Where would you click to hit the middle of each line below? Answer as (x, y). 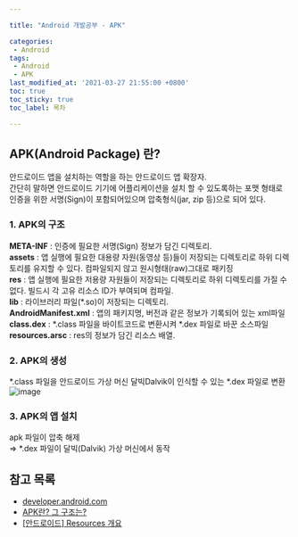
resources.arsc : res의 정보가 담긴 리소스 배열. (92, 335)
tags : (19, 58)
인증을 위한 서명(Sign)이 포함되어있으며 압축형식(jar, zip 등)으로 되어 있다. (137, 199)
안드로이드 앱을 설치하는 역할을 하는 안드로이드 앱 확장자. (108, 177)
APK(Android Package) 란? (85, 154)
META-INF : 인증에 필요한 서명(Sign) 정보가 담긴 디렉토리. (111, 245)
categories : (31, 41)
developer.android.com (65, 501)
